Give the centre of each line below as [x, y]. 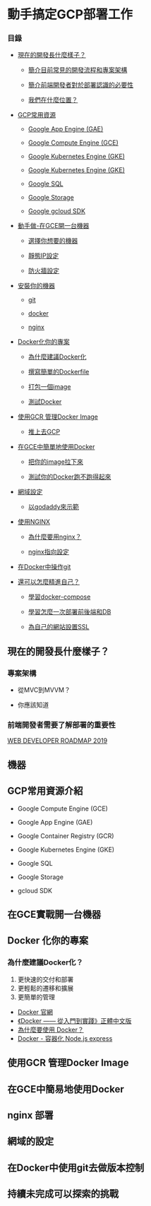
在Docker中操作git [44, 567]
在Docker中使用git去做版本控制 [76, 1168]
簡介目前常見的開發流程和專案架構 [78, 70]
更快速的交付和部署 [46, 979]
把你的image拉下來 [55, 462]
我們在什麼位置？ [53, 100]
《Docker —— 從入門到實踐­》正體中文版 [74, 1020]
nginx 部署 [31, 1115]
